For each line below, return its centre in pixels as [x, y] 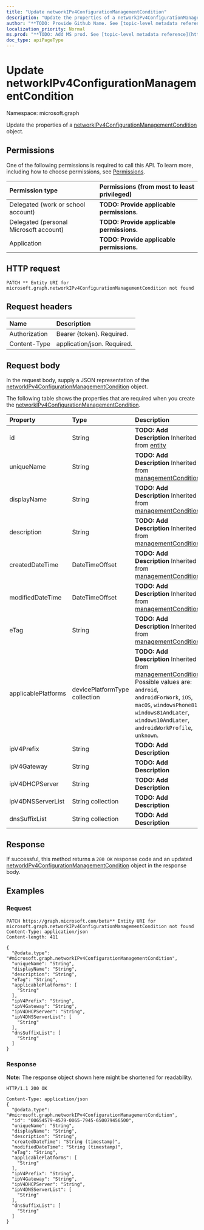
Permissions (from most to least [147, 186]
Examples [25, 891]
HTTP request [33, 269]
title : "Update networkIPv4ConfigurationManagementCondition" [87, 12]
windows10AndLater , [162, 720]
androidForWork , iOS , [164, 697]
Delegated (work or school [47, 204]
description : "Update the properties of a [61, 18]
